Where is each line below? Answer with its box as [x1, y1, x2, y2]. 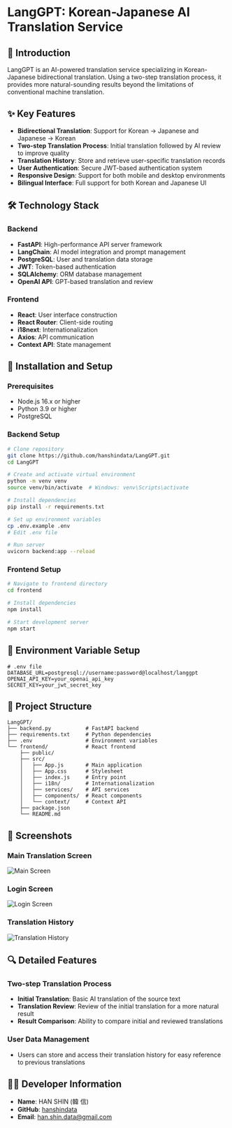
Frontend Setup [7, 564, 61, 574]
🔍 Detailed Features [7, 955, 97, 966]
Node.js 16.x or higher [17, 397, 81, 406]
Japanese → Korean [17, 134, 76, 142]
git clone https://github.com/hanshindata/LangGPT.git [7, 452, 171, 459]
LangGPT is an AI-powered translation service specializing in [7, 66, 183, 73]
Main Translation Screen [7, 850, 92, 860]
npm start [7, 625, 36, 632]
